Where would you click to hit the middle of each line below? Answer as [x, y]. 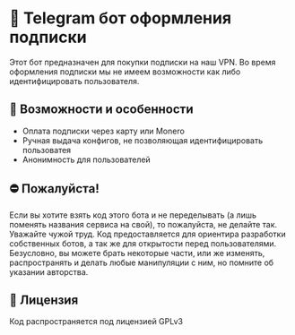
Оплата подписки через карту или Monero [104, 131]
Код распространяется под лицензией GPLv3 [96, 322]
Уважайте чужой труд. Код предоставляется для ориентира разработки [147, 234]
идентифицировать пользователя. [74, 81]
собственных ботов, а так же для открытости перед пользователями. [143, 243]
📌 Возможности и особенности [102, 110]
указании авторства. [49, 271]
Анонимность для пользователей [86, 159]
